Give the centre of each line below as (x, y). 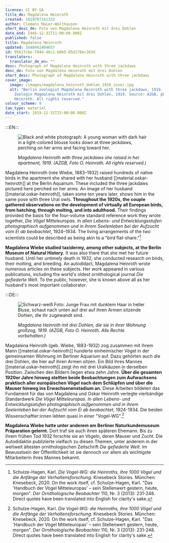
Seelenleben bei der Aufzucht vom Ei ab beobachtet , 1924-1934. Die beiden (84, 410)
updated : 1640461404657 (30, 47)
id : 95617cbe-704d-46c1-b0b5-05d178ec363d (50, 52)
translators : (19, 57)
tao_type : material (26, 108)
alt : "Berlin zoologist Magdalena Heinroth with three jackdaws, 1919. (87, 89)
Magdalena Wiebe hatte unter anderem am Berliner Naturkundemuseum (82, 426)
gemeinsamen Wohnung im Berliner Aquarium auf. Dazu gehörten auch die (83, 356)
